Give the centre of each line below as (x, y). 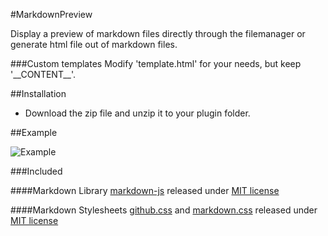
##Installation (38, 93)
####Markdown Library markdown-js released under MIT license (145, 190)
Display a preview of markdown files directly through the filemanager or (158, 33)
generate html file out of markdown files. (94, 44)
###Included (36, 171)
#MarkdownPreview (51, 14)
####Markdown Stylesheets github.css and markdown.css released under (164, 210)
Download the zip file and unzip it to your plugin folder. (137, 113)
